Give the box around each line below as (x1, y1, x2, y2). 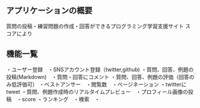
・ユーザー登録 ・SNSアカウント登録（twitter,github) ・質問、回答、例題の (6, 66, 194, 73)
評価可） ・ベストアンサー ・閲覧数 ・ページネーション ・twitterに (16, 81, 187, 88)
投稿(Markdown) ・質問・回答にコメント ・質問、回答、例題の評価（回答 (6, 73, 189, 80)
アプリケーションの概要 (6, 5, 93, 16)
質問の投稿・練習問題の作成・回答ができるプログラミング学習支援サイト (6, 23, 184, 30)
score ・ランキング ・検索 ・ (21, 96, 100, 103)
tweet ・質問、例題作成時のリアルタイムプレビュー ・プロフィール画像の (6, 88, 189, 95)
